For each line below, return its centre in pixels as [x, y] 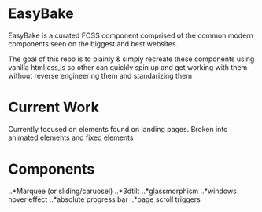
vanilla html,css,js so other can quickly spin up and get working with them [128, 67]
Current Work [54, 108]
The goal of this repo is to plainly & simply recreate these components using [131, 59]
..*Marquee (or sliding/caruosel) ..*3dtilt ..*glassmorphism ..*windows [123, 191]
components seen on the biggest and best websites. [93, 43]
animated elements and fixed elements [71, 137]
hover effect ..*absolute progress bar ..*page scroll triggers [104, 199]
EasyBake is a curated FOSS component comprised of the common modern [131, 35]
